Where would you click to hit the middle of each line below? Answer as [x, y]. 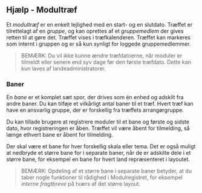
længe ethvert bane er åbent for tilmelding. [60, 135]
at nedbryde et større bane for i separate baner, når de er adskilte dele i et [99, 153]
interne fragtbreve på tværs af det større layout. [81, 184]
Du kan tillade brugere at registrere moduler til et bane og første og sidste [98, 122]
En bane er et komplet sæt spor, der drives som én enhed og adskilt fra [95, 97]
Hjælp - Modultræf [42, 10]
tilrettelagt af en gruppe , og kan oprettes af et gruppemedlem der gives [95, 31]
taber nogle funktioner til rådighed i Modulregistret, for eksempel [102, 177]
